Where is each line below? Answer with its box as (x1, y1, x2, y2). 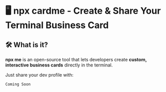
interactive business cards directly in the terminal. (5, 62, 113, 68)
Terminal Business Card (5, 19, 109, 31)
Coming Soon (5, 82, 31, 87)
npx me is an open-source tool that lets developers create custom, (5, 57, 147, 62)
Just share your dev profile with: (5, 72, 74, 78)
